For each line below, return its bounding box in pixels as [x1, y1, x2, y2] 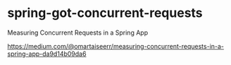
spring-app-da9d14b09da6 [7, 49, 87, 58]
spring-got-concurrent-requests [7, 5, 203, 21]
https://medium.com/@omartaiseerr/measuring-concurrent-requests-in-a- [7, 42, 224, 50]
